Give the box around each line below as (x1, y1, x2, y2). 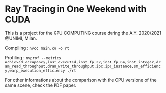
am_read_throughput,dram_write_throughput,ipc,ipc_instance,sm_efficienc (5, 64, 161, 69)
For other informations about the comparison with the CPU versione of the (5, 77, 157, 83)
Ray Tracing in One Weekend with (5, 3, 147, 15)
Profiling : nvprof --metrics (5, 54, 62, 60)
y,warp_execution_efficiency (5, 68, 65, 73)
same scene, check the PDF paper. (5, 82, 77, 88)
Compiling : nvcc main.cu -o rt (5, 45, 70, 51)
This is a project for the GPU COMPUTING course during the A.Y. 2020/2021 (5, 30, 161, 36)
